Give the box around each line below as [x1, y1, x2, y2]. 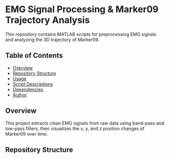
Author [12, 91, 27, 98]
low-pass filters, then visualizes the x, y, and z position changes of [5, 125, 145, 132]
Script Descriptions [12, 81, 53, 87]
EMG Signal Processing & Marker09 [5, 4, 159, 15]
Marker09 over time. [5, 131, 48, 137]
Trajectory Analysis [5, 14, 90, 26]
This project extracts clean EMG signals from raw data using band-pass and [5, 120, 164, 126]
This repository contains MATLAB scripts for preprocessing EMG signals [5, 31, 156, 37]
